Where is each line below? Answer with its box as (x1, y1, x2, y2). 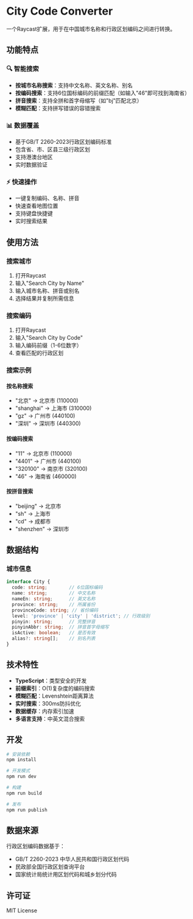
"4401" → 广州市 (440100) (15, 457, 82, 465)
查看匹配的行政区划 (15, 349, 64, 357)
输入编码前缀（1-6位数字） (15, 341, 82, 349)
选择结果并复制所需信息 (15, 295, 74, 302)
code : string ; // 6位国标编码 (12, 584, 103, 591)
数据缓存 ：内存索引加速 (15, 707, 74, 715)
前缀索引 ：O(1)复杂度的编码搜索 (15, 684, 96, 692)
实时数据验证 (15, 160, 47, 168)
